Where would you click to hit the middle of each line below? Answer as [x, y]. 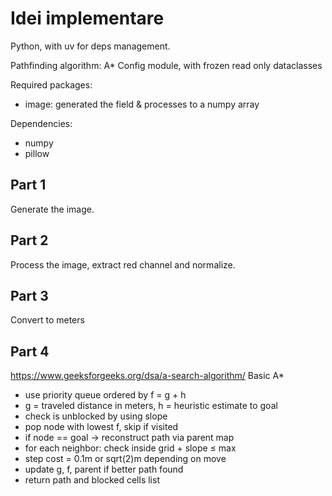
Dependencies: [41, 123]
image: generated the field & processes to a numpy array [142, 104]
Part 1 [28, 185]
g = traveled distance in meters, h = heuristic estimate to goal [151, 406]
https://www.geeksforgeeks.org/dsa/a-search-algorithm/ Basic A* [147, 376]
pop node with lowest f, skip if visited [101, 427]
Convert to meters [47, 320]
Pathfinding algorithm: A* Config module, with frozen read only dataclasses [166, 65]
